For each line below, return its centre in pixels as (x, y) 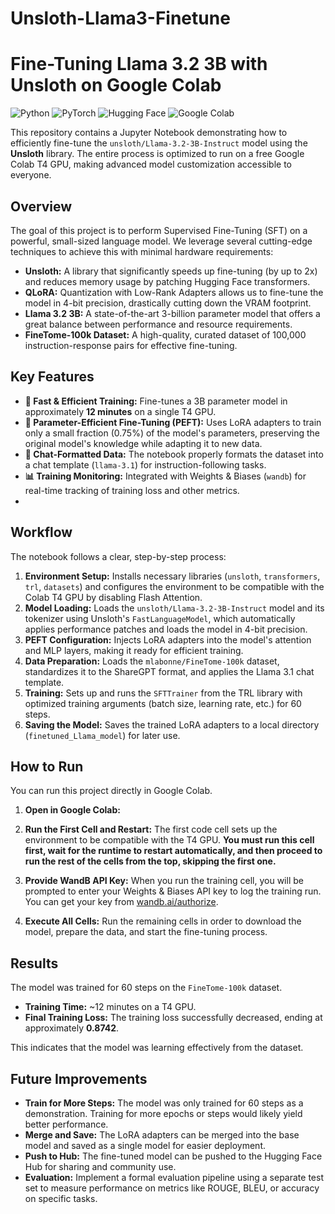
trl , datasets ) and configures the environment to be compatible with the (174, 586)
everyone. (31, 175)
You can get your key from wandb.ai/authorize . (121, 902)
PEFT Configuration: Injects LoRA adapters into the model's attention (168, 639)
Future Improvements (79, 1078)
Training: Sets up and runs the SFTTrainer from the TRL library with (163, 693)
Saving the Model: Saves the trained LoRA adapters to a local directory (172, 724)
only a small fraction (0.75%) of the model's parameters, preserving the (172, 433)
